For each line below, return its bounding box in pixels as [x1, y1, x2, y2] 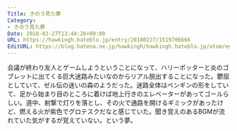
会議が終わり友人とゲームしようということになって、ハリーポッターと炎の [7, 63, 224, 71]
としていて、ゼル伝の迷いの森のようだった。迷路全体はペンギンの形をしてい [7, 81, 229, 89]
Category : [7, 17, 37, 24]
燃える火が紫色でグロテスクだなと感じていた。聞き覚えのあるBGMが [19, 107, 219, 116]
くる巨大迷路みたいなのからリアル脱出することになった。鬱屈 [50, 72, 230, 80]
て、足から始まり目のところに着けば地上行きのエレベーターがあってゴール [7, 89, 224, 98]
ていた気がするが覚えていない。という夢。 [13, 116, 137, 124]
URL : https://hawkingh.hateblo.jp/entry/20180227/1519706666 [7, 37, 191, 44]
